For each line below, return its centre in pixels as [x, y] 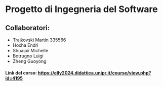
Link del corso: [21, 73]
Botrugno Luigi [28, 56]
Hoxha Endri [26, 45]
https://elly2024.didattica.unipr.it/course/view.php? [94, 73]
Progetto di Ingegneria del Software [81, 9]
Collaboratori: [28, 28]
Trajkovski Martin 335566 [39, 40]
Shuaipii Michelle [30, 51]
